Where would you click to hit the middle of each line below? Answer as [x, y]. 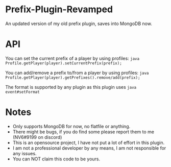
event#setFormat [22, 92]
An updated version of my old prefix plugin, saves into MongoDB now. [79, 23]
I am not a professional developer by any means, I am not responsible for [89, 148]
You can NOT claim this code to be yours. [56, 159]
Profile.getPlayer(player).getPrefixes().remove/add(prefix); [73, 78]
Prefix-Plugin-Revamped [59, 9]
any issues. [25, 153]
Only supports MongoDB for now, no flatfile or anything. [71, 126]
